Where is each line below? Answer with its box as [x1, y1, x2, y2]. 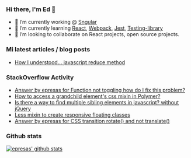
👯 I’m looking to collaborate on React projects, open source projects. [14, 31, 180, 38]
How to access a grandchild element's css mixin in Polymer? [14, 93, 161, 100]
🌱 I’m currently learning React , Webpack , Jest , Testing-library [14, 24, 164, 31]
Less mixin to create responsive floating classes [14, 111, 130, 118]
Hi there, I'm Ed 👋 [6, 5, 56, 13]
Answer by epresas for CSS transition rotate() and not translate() [14, 117, 171, 124]
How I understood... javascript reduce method [14, 58, 126, 66]
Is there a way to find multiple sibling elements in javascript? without [14, 99, 179, 106]
